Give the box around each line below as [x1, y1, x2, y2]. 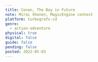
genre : [5, 21, 19, 26]
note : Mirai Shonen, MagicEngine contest [5, 12, 93, 17]
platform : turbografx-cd [5, 16, 57, 21]
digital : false [5, 35, 37, 40]
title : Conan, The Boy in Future [5, 7, 75, 12]
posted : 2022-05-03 [5, 49, 46, 54]
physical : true [5, 30, 37, 35]
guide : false [5, 40, 33, 45]
